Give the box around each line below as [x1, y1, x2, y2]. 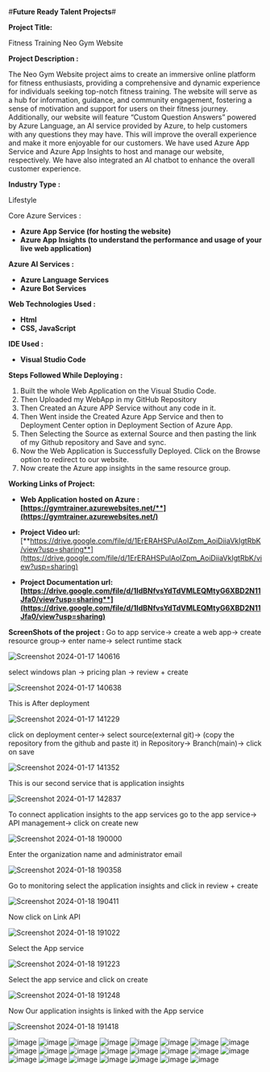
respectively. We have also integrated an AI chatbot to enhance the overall [8, 155, 255, 165]
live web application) [19, 244, 92, 253]
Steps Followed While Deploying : [8, 371, 123, 380]
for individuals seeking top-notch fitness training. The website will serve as [8, 86, 258, 96]
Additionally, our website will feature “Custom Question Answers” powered [8, 112, 256, 122]
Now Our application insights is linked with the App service [8, 1006, 204, 1015]
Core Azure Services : [8, 211, 81, 221]
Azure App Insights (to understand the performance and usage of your [19, 235, 262, 245]
